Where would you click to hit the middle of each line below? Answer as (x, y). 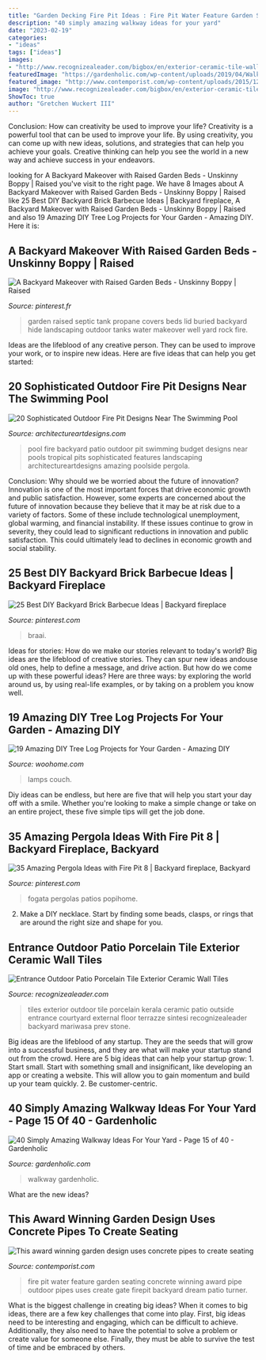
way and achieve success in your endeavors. (82, 160)
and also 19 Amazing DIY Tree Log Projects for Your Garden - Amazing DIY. (131, 218)
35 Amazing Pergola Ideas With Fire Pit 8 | (114, 836)
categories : (28, 38)
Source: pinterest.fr (40, 306)
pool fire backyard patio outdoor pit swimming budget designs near (137, 449)
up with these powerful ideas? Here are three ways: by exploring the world (130, 676)
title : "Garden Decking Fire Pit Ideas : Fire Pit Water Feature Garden (131, 15)
